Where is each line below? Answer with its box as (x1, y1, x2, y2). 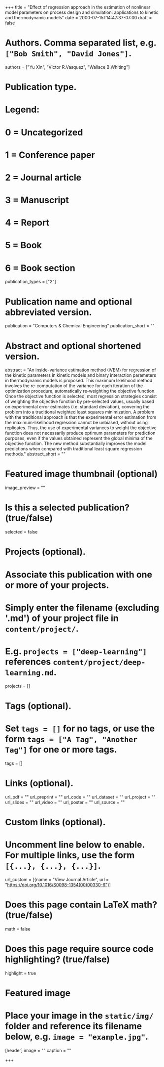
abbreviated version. (5, 307, 92, 318)
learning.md (5, 668, 54, 677)
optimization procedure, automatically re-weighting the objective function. (5, 388, 156, 394)
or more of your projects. (5, 579, 109, 590)
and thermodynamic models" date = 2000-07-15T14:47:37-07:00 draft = (5, 15, 152, 20)
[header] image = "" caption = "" (5, 1047, 71, 1053)
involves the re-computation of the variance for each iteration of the (5, 383, 143, 389)
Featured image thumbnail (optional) (5, 468, 158, 480)
